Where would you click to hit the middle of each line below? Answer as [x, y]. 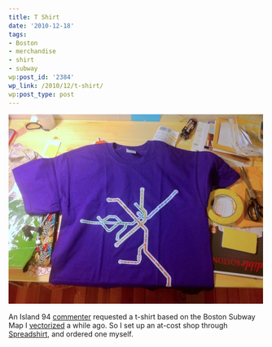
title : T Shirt [34, 17]
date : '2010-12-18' [42, 26]
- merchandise [33, 52]
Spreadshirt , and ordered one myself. [71, 334]
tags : [18, 34]
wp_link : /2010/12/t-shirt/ [56, 85]
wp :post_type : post [42, 94]
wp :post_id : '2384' [42, 77]
